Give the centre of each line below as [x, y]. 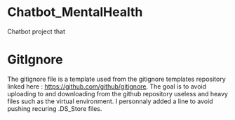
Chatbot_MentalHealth [75, 12]
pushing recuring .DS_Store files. [55, 108]
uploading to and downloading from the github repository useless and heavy [117, 93]
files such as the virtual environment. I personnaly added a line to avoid [110, 101]
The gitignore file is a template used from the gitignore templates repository [116, 79]
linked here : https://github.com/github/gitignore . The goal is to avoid [107, 86]
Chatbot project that [36, 31]
